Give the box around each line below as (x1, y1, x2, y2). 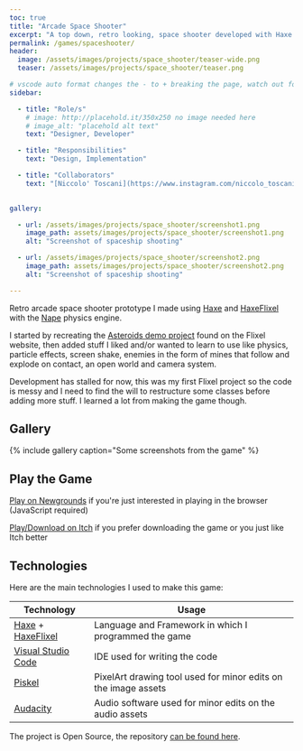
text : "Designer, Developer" (25, 130, 135, 139)
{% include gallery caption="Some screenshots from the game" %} (9, 445, 260, 456)
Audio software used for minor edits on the (94, 697, 275, 709)
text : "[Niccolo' (25, 179, 91, 188)
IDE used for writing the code (94, 651, 218, 663)
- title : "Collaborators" (17, 171, 115, 180)
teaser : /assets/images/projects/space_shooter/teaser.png (17, 64, 244, 73)
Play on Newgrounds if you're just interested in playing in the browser (9, 496, 269, 506)
